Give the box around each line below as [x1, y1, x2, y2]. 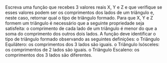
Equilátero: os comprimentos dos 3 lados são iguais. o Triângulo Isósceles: [5, 41, 159, 47]
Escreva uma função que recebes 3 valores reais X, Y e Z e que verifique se [5, 4, 162, 10]
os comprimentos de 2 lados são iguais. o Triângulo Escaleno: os [5, 47, 139, 52]
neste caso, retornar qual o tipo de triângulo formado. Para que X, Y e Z [5, 15, 153, 20]
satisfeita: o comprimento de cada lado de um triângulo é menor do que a [5, 25, 157, 31]
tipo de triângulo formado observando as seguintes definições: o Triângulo [5, 36, 160, 42]
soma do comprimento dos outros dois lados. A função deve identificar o [5, 31, 156, 36]
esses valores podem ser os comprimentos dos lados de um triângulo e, [5, 9, 154, 15]
